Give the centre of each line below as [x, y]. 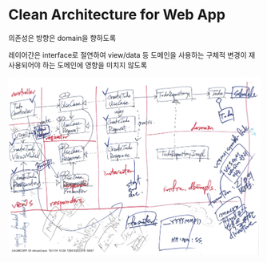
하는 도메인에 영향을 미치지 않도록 [95, 65]
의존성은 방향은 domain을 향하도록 [62, 38]
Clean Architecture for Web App [117, 15]
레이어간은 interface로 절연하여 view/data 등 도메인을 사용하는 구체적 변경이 [128, 55]
